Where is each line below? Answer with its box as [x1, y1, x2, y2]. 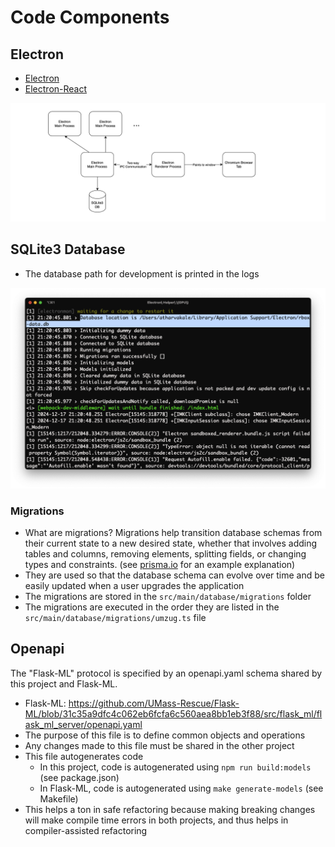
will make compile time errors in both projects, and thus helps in [24, 814, 289, 826]
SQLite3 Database [10, 241, 126, 258]
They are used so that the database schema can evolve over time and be [24, 569, 325, 581]
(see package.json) [39, 771, 120, 783]
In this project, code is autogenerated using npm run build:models [39, 761, 312, 773]
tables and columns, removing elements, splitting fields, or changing [24, 548, 307, 560]
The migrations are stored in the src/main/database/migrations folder [24, 591, 312, 602]
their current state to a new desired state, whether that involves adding [24, 537, 318, 549]
